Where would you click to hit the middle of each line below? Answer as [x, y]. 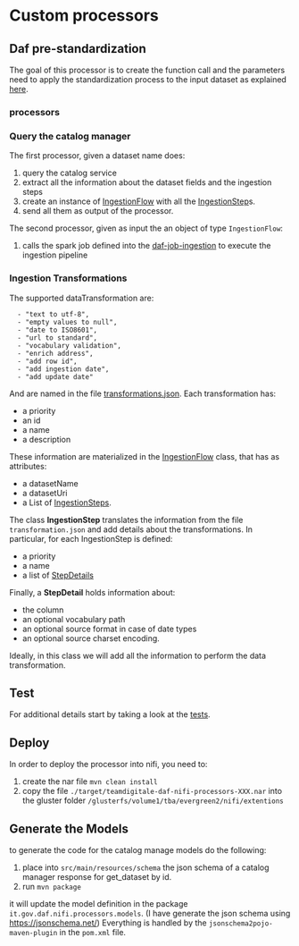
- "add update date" [55, 376]
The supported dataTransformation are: [82, 298]
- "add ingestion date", [63, 369]
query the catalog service [70, 173]
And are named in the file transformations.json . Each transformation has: [143, 393]
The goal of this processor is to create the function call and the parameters [147, 70]
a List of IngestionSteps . [66, 503]
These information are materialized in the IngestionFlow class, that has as [144, 456]
